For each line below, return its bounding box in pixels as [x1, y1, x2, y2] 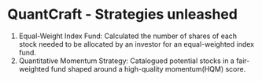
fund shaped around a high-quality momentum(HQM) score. [50, 64, 246, 73]
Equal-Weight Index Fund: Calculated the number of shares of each [18, 31, 238, 40]
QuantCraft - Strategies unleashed [7, 5, 238, 23]
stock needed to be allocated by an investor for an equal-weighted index [18, 39, 255, 48]
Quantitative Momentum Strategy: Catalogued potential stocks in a [18, 56, 235, 65]
